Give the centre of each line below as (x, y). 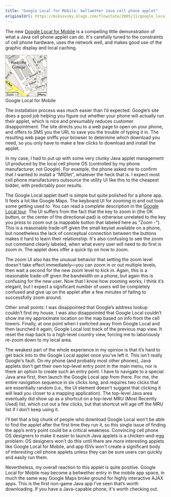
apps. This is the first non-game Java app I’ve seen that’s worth (72, 483)
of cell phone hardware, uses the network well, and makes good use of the (84, 42)
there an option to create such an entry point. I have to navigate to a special (84, 371)
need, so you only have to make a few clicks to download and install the (81, 143)
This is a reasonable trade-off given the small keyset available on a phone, (83, 228)
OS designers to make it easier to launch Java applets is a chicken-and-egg (85, 435)
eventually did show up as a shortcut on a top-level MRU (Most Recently (81, 398)
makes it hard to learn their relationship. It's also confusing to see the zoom (84, 239)
